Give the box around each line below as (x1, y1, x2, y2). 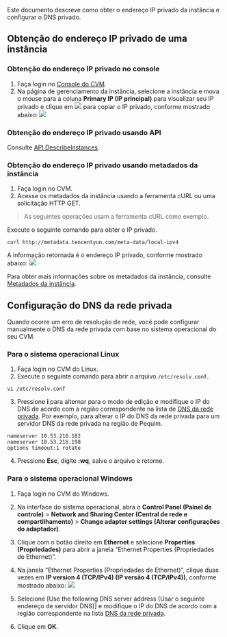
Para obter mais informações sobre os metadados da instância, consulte (7, 272, 211, 280)
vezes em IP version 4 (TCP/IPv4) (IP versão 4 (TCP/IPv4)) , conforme (16, 573, 217, 581)
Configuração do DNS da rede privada (7, 300, 172, 311)
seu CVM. (7, 333, 36, 341)
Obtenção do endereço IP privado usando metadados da (7, 160, 198, 170)
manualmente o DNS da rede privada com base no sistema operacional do (7, 325, 217, 333)
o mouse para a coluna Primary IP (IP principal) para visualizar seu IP (16, 94, 214, 102)
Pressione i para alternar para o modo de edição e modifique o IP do (16, 398, 210, 406)
